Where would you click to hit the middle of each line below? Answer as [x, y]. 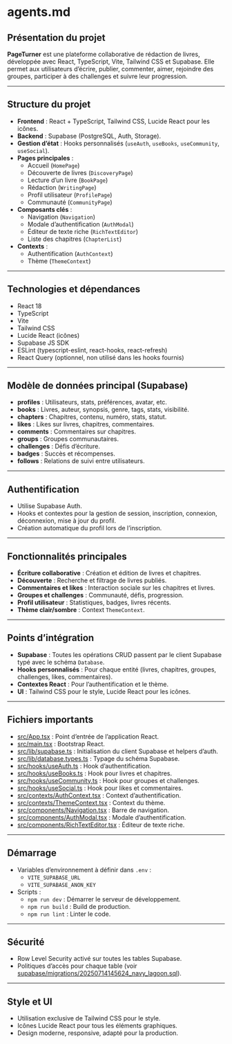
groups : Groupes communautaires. [68, 439]
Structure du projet [49, 105]
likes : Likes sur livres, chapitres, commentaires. [86, 424]
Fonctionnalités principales [67, 556]
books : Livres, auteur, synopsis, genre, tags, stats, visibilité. [103, 410]
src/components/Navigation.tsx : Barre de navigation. [93, 810]
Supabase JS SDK [43, 343]
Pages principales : [45, 158]
